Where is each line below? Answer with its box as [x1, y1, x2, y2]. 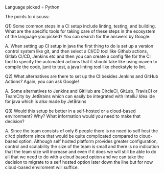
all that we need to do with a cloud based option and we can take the [5, 154, 144, 160]
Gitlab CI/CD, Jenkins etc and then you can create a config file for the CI [5, 53, 151, 59]
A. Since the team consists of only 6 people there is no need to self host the [5, 128, 158, 134]
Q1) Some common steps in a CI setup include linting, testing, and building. [5, 23, 156, 29]
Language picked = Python [5, 4, 60, 10]
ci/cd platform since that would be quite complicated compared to [5, 133, 139, 139]
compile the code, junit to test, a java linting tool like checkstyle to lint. [5, 64, 146, 70]
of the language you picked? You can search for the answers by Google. [5, 34, 151, 39]
